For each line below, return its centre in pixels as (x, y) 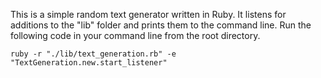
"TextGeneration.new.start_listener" (89, 63)
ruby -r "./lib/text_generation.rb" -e (93, 54)
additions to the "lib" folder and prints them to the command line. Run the (161, 25)
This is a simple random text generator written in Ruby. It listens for (148, 14)
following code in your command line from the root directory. (135, 35)
